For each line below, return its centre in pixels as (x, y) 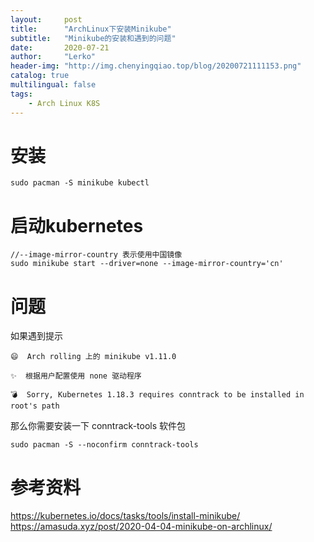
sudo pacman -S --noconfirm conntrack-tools (104, 445)
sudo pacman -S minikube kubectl (80, 183)
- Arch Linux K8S (64, 103)
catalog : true (40, 76)
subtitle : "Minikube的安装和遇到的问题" (93, 38)
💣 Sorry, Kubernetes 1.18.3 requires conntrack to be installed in (157, 395)
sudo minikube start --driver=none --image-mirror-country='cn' (147, 264)
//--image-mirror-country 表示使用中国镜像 (96, 255)
